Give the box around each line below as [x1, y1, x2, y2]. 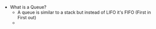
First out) [17, 15, 36, 20]
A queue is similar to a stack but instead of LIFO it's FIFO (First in [17, 9, 151, 15]
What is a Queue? [9, 4, 46, 10]
